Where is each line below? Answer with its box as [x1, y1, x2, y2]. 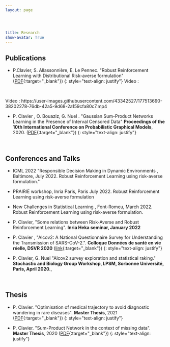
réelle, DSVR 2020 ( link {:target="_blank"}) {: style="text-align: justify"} [12, 245, 163, 251]
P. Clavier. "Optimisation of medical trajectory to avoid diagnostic [12, 304, 149, 310]
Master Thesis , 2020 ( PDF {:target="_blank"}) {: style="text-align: [12, 330, 151, 336]
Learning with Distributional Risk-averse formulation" [12, 72, 124, 79]
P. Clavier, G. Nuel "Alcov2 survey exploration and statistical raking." [12, 255, 156, 261]
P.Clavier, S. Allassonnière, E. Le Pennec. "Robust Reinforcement [12, 67, 149, 73]
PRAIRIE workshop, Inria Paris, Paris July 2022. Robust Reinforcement [12, 188, 160, 194]
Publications [5, 54, 46, 62]
